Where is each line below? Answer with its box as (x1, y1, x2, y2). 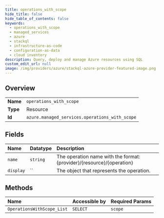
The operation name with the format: (56, 153, 141, 160)
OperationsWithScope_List (7, 206, 68, 212)
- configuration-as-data (9, 48, 60, 53)
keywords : (5, 20, 25, 26)
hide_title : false (5, 12, 42, 17)
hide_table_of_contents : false (5, 16, 69, 21)
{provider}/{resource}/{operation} (56, 159, 133, 166)
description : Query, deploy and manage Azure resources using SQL (5, 57, 143, 62)
